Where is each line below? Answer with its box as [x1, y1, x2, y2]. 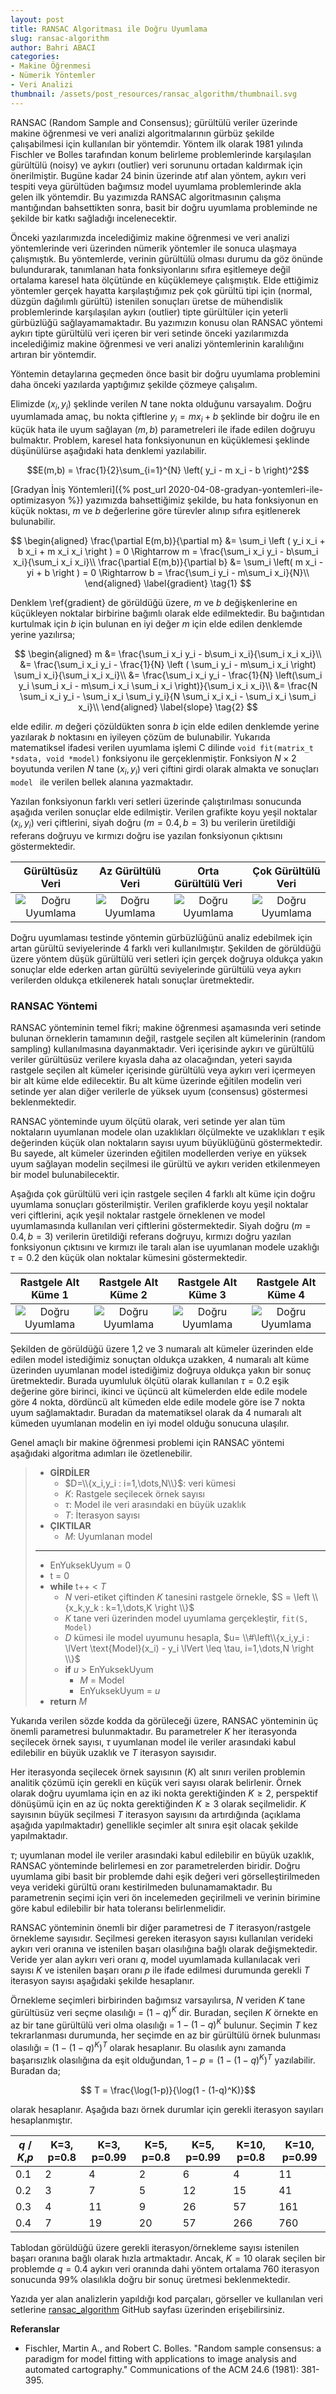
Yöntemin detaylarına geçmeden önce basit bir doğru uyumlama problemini [10, 367, 321, 380]
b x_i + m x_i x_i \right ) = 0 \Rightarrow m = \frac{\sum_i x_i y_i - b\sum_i [17, 546, 319, 558]
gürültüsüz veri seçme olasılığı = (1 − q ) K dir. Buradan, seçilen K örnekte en [10, 2005, 319, 2018]
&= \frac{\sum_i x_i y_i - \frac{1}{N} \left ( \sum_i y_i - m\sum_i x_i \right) [19, 659, 317, 671]
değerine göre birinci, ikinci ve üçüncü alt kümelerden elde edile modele [10, 1386, 308, 1398]
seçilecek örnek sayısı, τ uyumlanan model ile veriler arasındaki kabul [10, 1736, 297, 1748]
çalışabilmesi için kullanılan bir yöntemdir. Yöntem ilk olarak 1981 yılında [10, 137, 303, 150]
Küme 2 [109, 1288, 148, 1302]
